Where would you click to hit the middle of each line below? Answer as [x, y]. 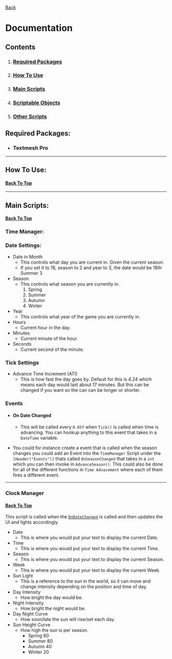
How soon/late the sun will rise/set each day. [68, 620]
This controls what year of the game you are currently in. [80, 316]
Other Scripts [30, 116]
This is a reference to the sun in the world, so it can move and [85, 581]
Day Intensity [27, 592]
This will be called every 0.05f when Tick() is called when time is [89, 427]
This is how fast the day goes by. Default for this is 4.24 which [86, 379]
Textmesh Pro [30, 148]
